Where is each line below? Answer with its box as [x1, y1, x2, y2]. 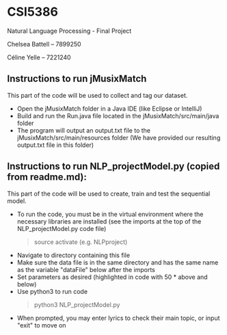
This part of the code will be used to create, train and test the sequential [7, 189, 211, 198]
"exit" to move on [16, 321, 66, 329]
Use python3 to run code [16, 287, 88, 295]
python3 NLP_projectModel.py [34, 300, 120, 308]
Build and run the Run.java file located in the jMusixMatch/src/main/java [16, 111, 219, 120]
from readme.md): [7, 172, 87, 183]
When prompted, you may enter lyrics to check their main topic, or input [16, 314, 220, 322]
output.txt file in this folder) [16, 141, 94, 149]
